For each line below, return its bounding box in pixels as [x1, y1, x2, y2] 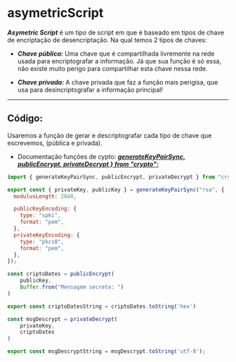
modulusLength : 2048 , [13, 192, 77, 200]
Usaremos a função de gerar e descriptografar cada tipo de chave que [7, 131, 212, 139]
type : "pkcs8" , [20, 238, 65, 245]
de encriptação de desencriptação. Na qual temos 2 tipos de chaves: [7, 35, 207, 44]
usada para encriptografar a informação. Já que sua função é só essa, [17, 56, 222, 65]
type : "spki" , [20, 212, 61, 219]
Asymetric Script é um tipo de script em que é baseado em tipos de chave [7, 28, 225, 37]
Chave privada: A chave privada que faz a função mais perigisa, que [17, 77, 218, 86]
